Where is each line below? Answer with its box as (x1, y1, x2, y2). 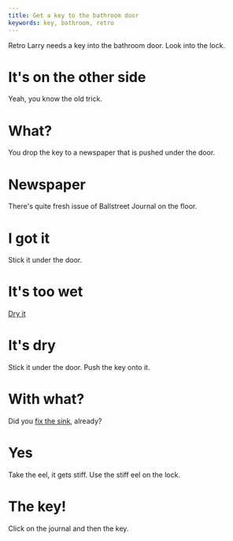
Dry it (8, 309, 26, 319)
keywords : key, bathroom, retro (8, 19, 114, 27)
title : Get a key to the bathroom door (8, 11, 139, 20)
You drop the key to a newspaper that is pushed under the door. (8, 147, 216, 158)
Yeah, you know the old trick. (8, 94, 102, 103)
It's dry (8, 337, 57, 355)
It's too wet (8, 283, 83, 300)
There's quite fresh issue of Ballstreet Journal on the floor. (8, 202, 198, 211)
